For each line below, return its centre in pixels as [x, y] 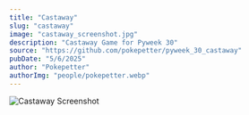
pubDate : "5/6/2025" [48, 59]
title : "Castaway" [43, 17]
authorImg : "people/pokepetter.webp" [80, 76]
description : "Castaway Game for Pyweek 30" [94, 42]
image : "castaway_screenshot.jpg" [74, 34]
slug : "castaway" [42, 26]
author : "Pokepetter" [50, 68]
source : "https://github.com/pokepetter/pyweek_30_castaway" [126, 51]
